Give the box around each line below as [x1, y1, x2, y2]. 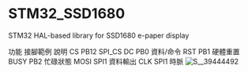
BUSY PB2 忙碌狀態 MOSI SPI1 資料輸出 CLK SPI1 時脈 [8, 57, 184, 66]
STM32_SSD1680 [8, 5, 126, 23]
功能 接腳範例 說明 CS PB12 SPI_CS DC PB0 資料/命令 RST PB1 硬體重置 [8, 46, 240, 56]
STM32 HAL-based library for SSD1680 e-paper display [8, 31, 190, 40]
